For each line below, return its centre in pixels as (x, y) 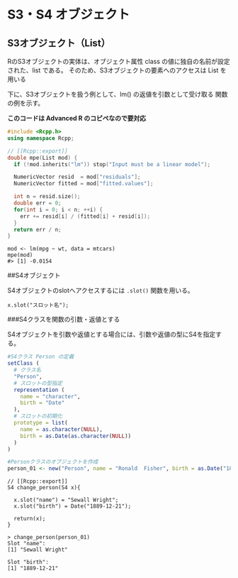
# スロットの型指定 (38, 383)
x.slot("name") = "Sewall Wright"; (66, 500)
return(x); (30, 519)
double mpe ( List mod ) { (42, 158)
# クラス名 (27, 370)
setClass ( (23, 364)
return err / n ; (38, 229)
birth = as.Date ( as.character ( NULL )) (76, 436)
